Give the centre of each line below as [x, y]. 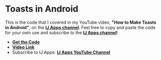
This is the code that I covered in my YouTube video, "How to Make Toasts [81, 22]
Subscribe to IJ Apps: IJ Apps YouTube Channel [61, 52]
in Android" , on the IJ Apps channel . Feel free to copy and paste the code [80, 27]
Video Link [23, 47]
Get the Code [26, 42]
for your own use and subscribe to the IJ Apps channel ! [62, 32]
